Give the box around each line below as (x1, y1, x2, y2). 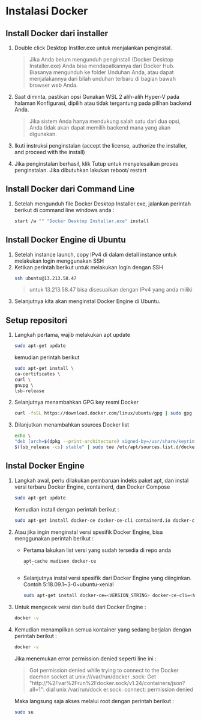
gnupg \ (14, 382, 34, 388)
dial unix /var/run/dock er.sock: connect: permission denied (46, 686, 193, 693)
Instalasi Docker (5, 4, 88, 18)
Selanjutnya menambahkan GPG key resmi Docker (14, 399, 139, 406)
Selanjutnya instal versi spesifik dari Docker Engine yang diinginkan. (23, 574, 192, 582)
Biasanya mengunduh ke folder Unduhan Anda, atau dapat (29, 69, 175, 76)
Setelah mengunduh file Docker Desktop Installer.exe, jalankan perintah (14, 200, 191, 207)
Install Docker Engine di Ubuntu (5, 235, 126, 245)
